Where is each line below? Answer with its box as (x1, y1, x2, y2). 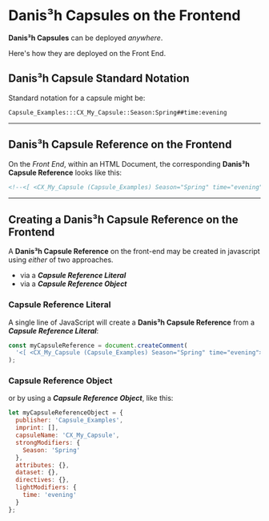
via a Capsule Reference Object (19, 279, 127, 289)
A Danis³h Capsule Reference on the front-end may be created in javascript (8, 247, 260, 256)
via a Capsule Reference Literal (19, 271, 126, 281)
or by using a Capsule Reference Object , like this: (8, 394, 174, 403)
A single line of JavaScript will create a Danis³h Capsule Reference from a (8, 317, 255, 327)
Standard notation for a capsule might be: (8, 93, 146, 103)
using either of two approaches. (8, 255, 114, 265)
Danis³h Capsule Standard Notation (8, 71, 190, 86)
